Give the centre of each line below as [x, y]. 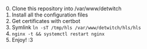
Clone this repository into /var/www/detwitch [67, 9]
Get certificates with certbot [46, 21]
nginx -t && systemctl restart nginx [58, 34]
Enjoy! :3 [22, 40]
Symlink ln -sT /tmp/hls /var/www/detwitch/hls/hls [76, 27]
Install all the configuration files [50, 15]
